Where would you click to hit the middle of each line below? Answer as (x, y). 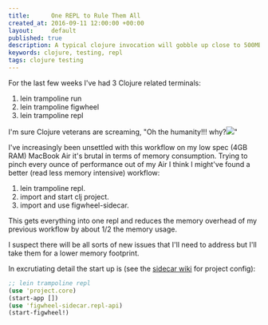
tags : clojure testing (46, 61)
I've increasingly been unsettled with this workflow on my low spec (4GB (128, 147)
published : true (35, 38)
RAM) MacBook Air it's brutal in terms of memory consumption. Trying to (128, 156)
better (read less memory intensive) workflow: (84, 172)
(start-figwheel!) (39, 313)
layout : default (43, 30)
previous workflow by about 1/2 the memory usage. (93, 229)
